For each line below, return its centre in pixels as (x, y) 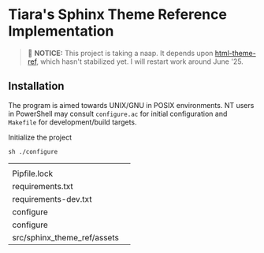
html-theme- (235, 53)
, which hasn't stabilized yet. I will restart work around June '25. (140, 61)
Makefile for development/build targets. (73, 122)
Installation (36, 86)
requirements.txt (43, 186)
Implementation (61, 31)
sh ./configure (33, 151)
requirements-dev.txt (52, 199)
